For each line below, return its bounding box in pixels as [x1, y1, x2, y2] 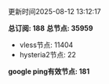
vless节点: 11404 [19, 40, 74, 49]
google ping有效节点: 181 [8, 67, 90, 76]
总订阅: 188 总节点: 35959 [8, 24, 93, 33]
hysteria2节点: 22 [19, 50, 76, 59]
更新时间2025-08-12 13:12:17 [8, 7, 102, 16]
